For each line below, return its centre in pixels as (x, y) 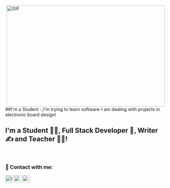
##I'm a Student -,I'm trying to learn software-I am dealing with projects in (83, 109)
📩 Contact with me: (29, 167)
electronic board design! (31, 115)
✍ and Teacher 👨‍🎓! (36, 139)
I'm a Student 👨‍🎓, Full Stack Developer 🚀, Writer (82, 130)
